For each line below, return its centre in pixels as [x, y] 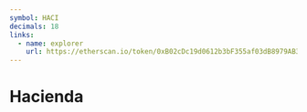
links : [22, 35]
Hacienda [47, 97]
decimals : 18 [34, 26]
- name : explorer [51, 43]
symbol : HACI [34, 18]
